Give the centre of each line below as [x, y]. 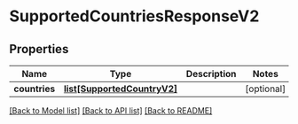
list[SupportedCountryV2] [121, 89]
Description [211, 74]
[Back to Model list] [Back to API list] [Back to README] [111, 111]
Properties [39, 49]
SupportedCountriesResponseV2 [134, 16]
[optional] [266, 89]
